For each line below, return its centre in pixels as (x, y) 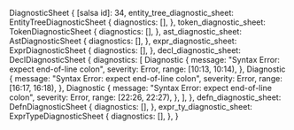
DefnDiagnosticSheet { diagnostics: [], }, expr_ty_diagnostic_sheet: (131, 107)
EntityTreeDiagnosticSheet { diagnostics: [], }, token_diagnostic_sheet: (137, 22)
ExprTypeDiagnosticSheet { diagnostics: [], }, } (94, 116)
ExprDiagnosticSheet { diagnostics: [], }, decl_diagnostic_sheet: (125, 50)
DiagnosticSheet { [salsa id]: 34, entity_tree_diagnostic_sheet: (122, 13)
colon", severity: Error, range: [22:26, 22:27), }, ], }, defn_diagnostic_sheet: (145, 97)
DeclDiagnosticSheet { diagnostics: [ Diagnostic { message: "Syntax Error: (145, 60)
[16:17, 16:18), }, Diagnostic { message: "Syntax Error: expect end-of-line (141, 88)
